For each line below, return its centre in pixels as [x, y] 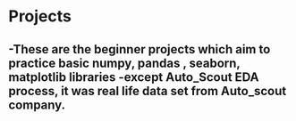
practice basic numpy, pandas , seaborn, [124, 63]
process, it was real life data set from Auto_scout [148, 91]
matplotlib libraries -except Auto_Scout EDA [134, 77]
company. [37, 105]
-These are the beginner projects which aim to [140, 49]
